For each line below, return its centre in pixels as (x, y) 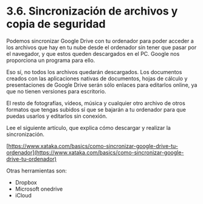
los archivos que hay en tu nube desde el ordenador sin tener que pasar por (101, 47)
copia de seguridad (56, 24)
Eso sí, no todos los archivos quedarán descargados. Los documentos (94, 72)
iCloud (23, 195)
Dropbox (26, 182)
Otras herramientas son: (36, 171)
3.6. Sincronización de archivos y (92, 11)
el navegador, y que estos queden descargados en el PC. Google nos (93, 53)
